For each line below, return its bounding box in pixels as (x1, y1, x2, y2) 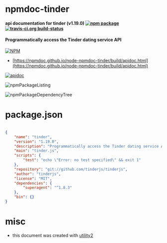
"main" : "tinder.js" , (14, 148, 59, 154)
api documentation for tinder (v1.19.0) (5, 20, 84, 26)
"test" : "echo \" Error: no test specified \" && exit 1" (23, 158, 141, 162)
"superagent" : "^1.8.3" (23, 185, 72, 190)
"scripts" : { (14, 153, 41, 158)
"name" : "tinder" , (14, 134, 52, 140)
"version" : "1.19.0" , (14, 139, 59, 144)
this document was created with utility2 (12, 232, 93, 238)
